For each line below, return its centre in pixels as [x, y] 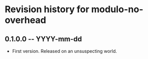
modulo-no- [117, 9]
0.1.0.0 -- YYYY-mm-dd [43, 39]
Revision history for [47, 9]
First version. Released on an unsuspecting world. [65, 51]
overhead [25, 20]
